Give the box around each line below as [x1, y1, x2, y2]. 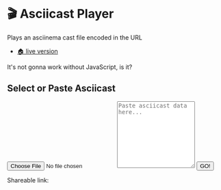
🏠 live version [16, 46, 58, 55]
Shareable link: [7, 176, 49, 184]
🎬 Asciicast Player [7, 6, 114, 22]
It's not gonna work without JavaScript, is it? [7, 63, 133, 71]
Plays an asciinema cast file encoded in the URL [7, 33, 142, 42]
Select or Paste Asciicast [7, 83, 116, 94]
